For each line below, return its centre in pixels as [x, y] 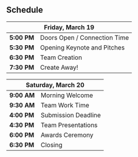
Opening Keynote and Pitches [82, 47]
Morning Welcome [67, 95]
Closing [51, 145]
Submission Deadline [71, 115]
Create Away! [59, 67]
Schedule [25, 10]
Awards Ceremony [67, 135]
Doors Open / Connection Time [85, 37]
